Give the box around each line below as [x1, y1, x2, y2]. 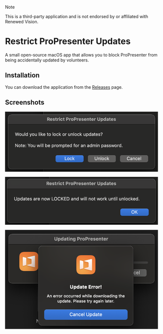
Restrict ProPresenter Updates [5, 36, 131, 47]
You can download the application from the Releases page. [5, 84, 123, 90]
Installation [5, 71, 40, 79]
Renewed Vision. [5, 19, 39, 24]
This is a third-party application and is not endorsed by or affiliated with [5, 14, 148, 19]
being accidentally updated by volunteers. [5, 57, 89, 63]
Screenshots [5, 98, 45, 107]
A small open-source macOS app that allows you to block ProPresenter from [5, 52, 158, 58]
